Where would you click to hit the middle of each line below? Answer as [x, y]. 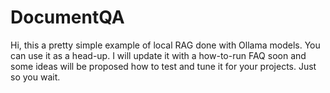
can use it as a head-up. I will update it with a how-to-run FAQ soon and [158, 55]
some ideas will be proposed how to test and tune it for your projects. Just [163, 66]
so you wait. [35, 77]
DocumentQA [67, 17]
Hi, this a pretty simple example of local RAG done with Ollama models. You [165, 45]
